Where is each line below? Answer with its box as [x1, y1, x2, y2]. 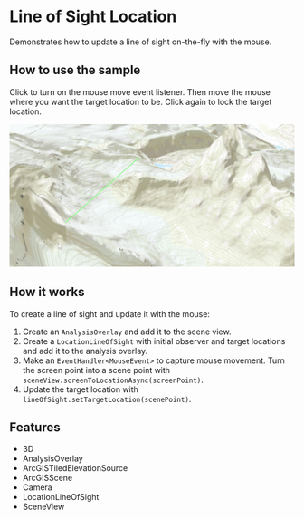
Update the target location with [22, 383, 138, 395]
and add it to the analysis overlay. [22, 345, 148, 356]
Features [9, 419, 61, 435]
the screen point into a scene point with [22, 364, 170, 375]
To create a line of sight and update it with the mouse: [9, 308, 211, 319]
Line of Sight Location [9, 6, 177, 27]
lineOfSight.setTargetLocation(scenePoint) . [22, 393, 192, 404]
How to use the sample [9, 62, 141, 78]
